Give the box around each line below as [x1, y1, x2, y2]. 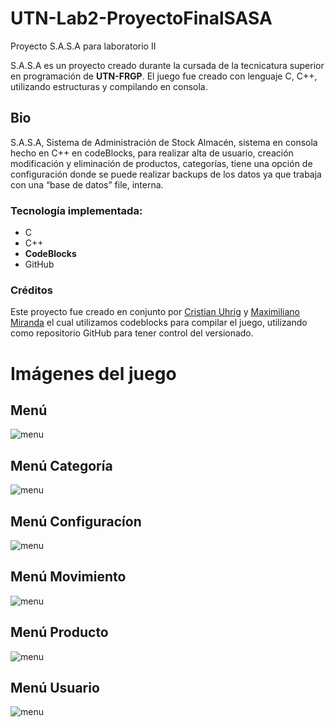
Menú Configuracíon [10, 513, 142, 530]
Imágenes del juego [10, 362, 177, 385]
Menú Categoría [10, 457, 113, 474]
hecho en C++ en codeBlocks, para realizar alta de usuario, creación [10, 147, 294, 159]
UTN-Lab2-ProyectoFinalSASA [10, 7, 273, 30]
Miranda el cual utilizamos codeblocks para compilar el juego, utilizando [10, 317, 308, 329]
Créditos [10, 283, 53, 297]
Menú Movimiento [10, 568, 127, 586]
